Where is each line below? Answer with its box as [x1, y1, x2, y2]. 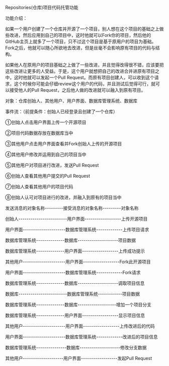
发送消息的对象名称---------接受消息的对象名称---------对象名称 [5, 205, 139, 211]
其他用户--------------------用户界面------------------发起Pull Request [5, 355, 152, 361]
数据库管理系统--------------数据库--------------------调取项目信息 [5, 280, 145, 286]
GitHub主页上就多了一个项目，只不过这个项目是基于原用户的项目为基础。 [5, 38, 156, 44]
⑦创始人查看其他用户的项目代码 [5, 184, 73, 189]
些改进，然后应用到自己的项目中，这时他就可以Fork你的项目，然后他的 [5, 32, 151, 38]
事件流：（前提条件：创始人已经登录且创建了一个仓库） [5, 109, 118, 115]
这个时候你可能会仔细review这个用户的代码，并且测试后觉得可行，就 [14, 81, 156, 87]
